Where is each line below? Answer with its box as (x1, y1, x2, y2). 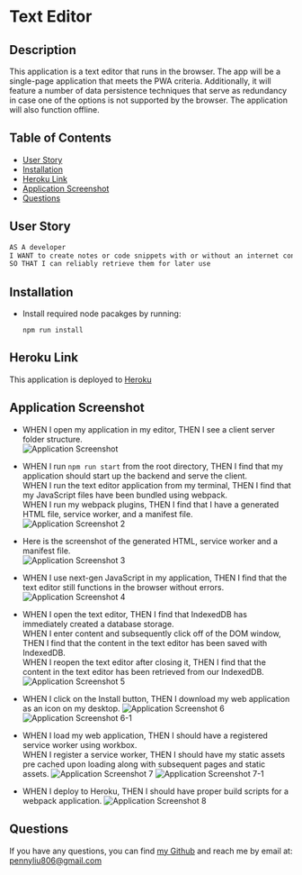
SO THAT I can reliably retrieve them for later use (9, 260, 211, 269)
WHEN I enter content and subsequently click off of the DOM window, (22, 628, 281, 639)
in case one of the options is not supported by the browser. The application (9, 95, 288, 105)
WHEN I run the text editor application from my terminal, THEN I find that (22, 479, 292, 490)
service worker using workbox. (22, 739, 138, 750)
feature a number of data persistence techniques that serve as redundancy (9, 86, 288, 96)
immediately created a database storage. (22, 618, 174, 629)
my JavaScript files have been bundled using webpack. (22, 489, 227, 500)
